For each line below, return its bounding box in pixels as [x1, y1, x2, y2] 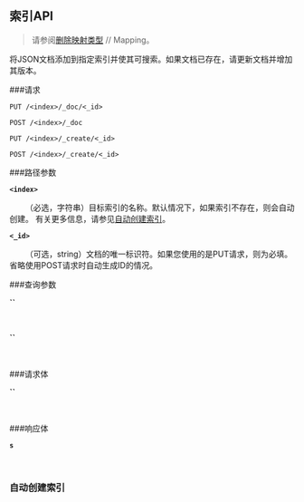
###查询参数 [9, 279, 57, 290]
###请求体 [9, 368, 49, 379]
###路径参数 [9, 167, 57, 178]
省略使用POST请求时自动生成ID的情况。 [9, 259, 158, 270]
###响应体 [9, 422, 49, 433]
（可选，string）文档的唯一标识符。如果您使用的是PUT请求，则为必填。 [25, 248, 293, 259]
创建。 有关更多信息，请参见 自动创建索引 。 [9, 213, 170, 224]
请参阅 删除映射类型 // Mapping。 [31, 34, 155, 45]
